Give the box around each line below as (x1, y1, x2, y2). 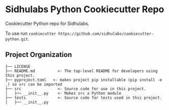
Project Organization (5, 50, 72, 59)
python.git (5, 37, 28, 42)
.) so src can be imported (5, 81, 62, 87)
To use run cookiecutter (5, 30, 56, 36)
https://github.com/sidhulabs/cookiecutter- (58, 31, 154, 36)
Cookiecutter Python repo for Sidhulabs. (5, 20, 90, 26)
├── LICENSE (5, 64, 30, 69)
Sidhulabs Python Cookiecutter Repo (5, 4, 164, 15)
